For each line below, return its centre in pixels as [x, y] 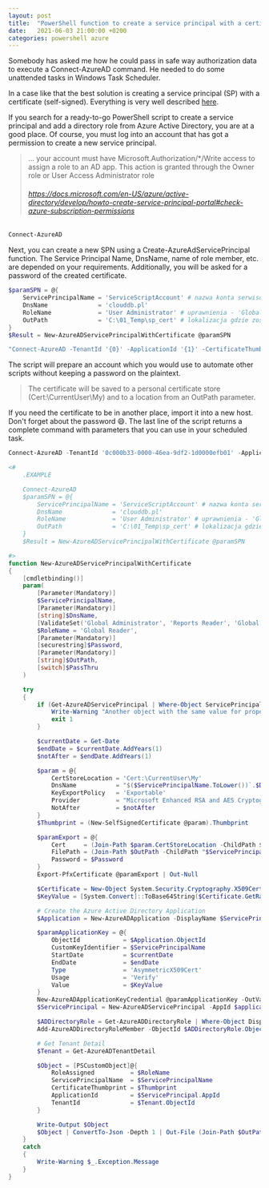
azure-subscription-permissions [81, 211]
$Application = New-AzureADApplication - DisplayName [127, 918]
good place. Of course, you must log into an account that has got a [118, 135]
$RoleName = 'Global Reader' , [87, 630]
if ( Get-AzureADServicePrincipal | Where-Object [120, 705]
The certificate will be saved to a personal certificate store [124, 389]
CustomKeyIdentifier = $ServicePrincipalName [128, 948]
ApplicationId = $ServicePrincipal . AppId [135, 1095]
